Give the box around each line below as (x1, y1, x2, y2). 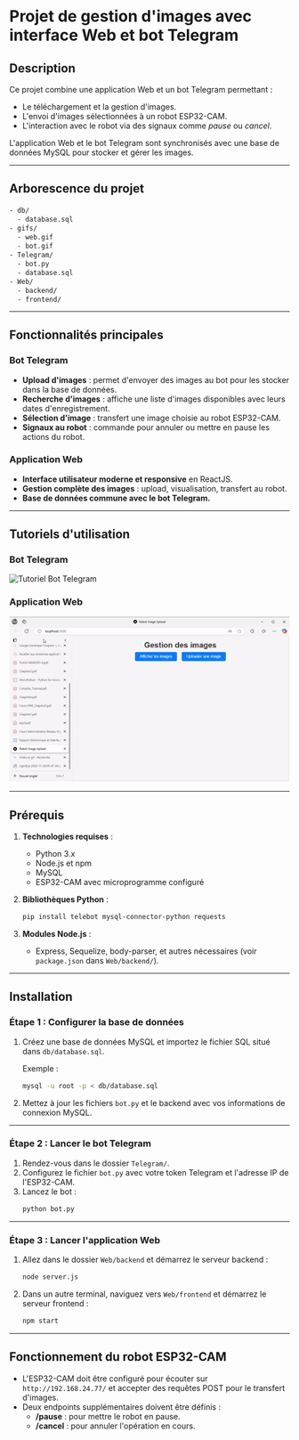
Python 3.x (35, 849, 76, 859)
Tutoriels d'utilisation (9, 527, 131, 542)
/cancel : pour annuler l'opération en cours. (35, 1420, 196, 1431)
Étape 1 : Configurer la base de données (9, 1016, 185, 1029)
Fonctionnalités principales (9, 328, 165, 343)
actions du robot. (21, 431, 85, 442)
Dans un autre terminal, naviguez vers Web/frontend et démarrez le (21, 1289, 267, 1299)
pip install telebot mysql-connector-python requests (21, 913, 226, 922)
